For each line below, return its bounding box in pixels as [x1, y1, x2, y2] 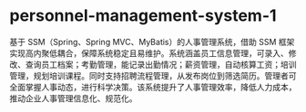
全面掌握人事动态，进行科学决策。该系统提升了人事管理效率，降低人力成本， [9, 81, 297, 92]
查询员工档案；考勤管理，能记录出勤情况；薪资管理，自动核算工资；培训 [25, 59, 297, 70]
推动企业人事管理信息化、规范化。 [9, 92, 138, 104]
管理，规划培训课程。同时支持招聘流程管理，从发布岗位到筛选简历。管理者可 [9, 70, 297, 81]
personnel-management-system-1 [9, 5, 277, 26]
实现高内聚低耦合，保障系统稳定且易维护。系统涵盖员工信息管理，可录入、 [9, 47, 289, 59]
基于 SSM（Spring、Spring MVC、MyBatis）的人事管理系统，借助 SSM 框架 [9, 36, 295, 47]
